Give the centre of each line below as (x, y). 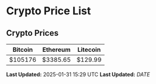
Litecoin (89, 50)
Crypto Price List (49, 11)
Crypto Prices (32, 33)
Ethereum (57, 50)
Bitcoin (23, 50)
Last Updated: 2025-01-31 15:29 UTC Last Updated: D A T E (78, 74)
